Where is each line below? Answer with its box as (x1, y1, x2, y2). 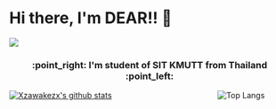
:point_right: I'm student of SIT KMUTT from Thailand (31, 58, 268, 71)
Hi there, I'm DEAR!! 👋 (9, 8, 173, 28)
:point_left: (125, 70, 175, 82)
